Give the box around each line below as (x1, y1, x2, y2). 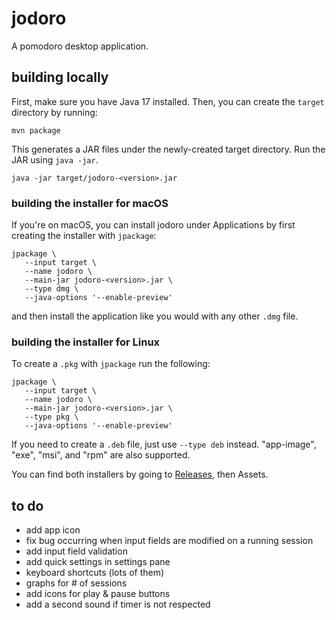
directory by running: (11, 106, 98, 118)
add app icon (25, 524, 81, 536)
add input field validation (25, 545, 128, 557)
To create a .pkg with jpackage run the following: (11, 358, 211, 370)
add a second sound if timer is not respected (25, 598, 211, 611)
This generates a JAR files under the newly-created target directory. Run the (11, 143, 326, 155)
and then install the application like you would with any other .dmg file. (11, 310, 299, 322)
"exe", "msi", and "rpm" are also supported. (11, 449, 191, 461)
